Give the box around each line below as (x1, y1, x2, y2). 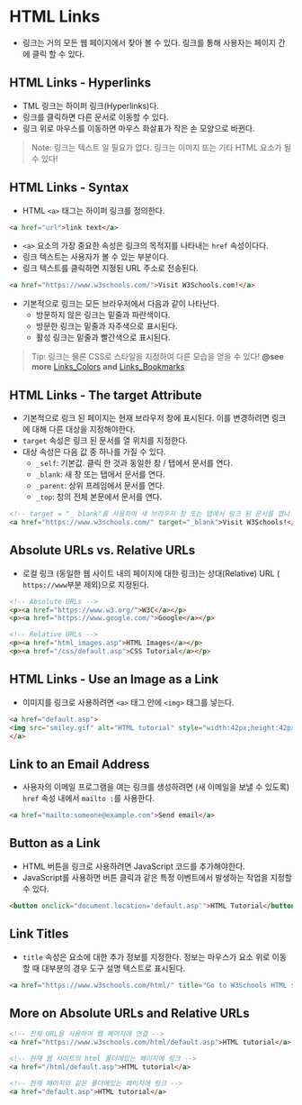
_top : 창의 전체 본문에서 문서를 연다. (35, 491, 163, 502)
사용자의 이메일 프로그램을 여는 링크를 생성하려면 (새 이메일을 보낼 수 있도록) (22, 781, 290, 792)
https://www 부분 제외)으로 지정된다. (22, 579, 150, 589)
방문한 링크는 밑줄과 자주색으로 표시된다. (35, 321, 178, 332)
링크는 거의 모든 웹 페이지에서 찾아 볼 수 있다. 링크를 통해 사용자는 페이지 (22, 37, 277, 48)
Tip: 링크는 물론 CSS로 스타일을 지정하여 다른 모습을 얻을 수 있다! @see (31, 352, 285, 362)
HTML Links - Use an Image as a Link (9, 671, 219, 687)
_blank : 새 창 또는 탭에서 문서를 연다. (35, 469, 165, 479)
